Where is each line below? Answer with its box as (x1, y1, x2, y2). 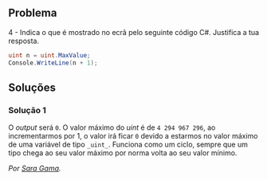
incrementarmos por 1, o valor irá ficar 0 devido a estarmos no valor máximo (8, 131, 258, 141)
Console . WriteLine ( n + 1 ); (8, 59, 98, 67)
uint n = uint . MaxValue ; (8, 51, 91, 59)
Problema (8, 6, 57, 20)
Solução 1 (8, 104, 46, 115)
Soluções (8, 80, 56, 94)
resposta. (8, 36, 40, 45)
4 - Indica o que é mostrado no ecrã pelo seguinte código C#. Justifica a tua (8, 27, 260, 37)
